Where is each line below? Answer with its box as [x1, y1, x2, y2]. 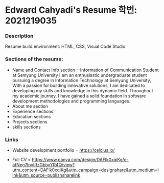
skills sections [12, 124, 41, 130]
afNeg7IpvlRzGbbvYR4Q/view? [12, 162, 75, 168]
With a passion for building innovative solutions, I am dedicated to [12, 82, 145, 88]
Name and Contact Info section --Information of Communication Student [12, 67, 159, 73]
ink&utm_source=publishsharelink [12, 172, 81, 178]
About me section [12, 103, 48, 109]
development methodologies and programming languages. [12, 98, 131, 104]
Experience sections [12, 108, 54, 114]
